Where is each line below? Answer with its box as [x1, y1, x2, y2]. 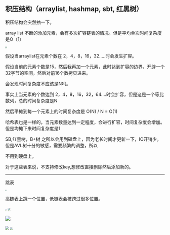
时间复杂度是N [27, 98, 58, 104]
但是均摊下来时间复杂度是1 [5, 126, 61, 132]
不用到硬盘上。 [5, 153, 36, 159]
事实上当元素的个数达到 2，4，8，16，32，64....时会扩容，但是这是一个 [5, 91, 155, 97]
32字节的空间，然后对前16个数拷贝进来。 [5, 70, 91, 76]
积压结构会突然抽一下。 [5, 19, 54, 25]
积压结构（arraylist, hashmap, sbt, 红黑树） [5, 5, 143, 14]
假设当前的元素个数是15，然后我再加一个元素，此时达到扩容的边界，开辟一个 [5, 64, 165, 70]
